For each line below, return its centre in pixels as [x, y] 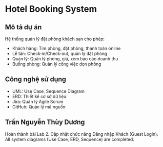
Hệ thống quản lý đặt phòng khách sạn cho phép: [55, 39]
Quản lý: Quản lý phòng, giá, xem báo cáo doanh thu [65, 59]
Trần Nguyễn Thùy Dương [45, 122]
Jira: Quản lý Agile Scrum [38, 101]
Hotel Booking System [51, 9]
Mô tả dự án [23, 27]
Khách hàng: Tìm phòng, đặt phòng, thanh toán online [66, 48]
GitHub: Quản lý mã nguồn [39, 107]
